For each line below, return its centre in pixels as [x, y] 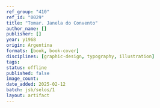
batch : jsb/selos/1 [31, 90]
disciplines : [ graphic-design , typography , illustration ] [80, 56]
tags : [13, 62]
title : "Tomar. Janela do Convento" [52, 23]
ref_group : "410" [28, 12]
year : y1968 [21, 40]
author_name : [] [26, 28]
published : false [28, 73]
